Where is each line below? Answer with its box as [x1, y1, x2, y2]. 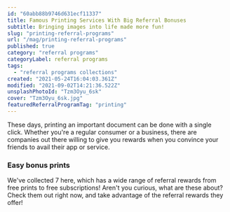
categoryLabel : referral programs [7, 56, 109, 63]
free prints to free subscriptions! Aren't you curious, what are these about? [7, 183, 223, 192]
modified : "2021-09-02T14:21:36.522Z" [7, 82, 121, 89]
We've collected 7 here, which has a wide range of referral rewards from [7, 176, 217, 185]
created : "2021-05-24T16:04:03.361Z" [7, 75, 118, 83]
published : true [7, 43, 55, 50]
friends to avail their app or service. [7, 143, 110, 151]
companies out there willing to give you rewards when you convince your [7, 135, 219, 143]
